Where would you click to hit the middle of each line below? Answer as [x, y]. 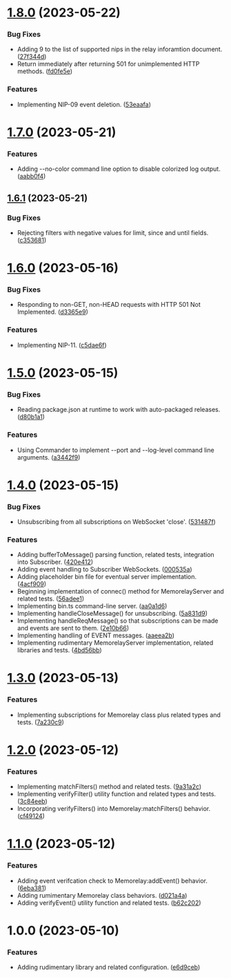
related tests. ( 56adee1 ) [51, 599]
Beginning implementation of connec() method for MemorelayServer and [120, 592]
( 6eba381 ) [32, 888]
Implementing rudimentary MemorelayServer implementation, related [115, 643]
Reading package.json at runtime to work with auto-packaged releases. [119, 410]
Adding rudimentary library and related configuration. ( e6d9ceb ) [109, 967]
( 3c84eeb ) [32, 801]
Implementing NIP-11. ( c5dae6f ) [62, 345]
